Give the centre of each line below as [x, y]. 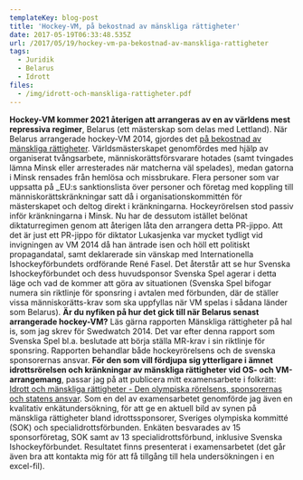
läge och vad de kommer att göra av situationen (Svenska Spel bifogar [140, 283]
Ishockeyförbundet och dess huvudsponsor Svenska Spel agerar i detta [143, 274]
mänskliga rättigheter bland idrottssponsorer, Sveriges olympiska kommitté [149, 418]
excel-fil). [27, 466]
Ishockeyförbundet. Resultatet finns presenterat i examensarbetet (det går [148, 446]
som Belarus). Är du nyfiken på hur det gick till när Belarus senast [134, 312]
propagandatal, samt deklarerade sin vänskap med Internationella [132, 254]
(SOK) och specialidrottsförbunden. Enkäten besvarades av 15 [125, 427]
